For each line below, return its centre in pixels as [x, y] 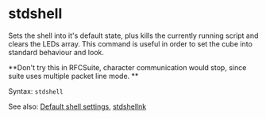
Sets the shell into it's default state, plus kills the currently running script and [133, 35]
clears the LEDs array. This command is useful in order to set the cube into [130, 43]
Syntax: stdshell [36, 91]
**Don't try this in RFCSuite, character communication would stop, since [127, 67]
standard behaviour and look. [56, 52]
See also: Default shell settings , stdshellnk [77, 106]
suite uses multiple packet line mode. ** [73, 76]
